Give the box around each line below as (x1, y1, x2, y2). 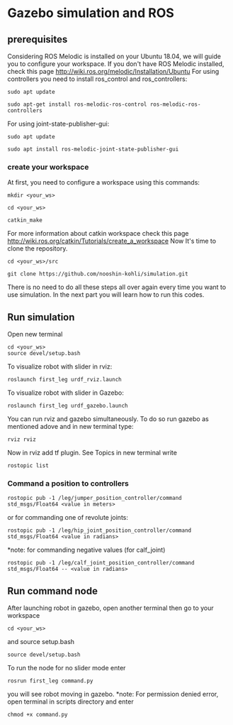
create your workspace (7, 162, 89, 172)
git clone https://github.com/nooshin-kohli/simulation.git (7, 271, 189, 278)
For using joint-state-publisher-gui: (7, 119, 110, 128)
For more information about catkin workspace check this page (7, 229, 189, 238)
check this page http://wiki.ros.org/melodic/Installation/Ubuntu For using (7, 67, 220, 75)
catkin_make (7, 217, 42, 224)
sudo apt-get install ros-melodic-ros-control (7, 101, 147, 108)
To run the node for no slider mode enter (7, 664, 126, 672)
